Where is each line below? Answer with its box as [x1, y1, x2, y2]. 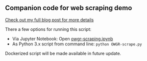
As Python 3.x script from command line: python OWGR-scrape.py [12, 41, 142, 47]
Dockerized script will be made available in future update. [5, 50, 122, 56]
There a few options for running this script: [5, 26, 92, 32]
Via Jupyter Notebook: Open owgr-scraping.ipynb [12, 36, 114, 41]
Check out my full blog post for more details [5, 17, 94, 22]
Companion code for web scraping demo [5, 4, 132, 12]
